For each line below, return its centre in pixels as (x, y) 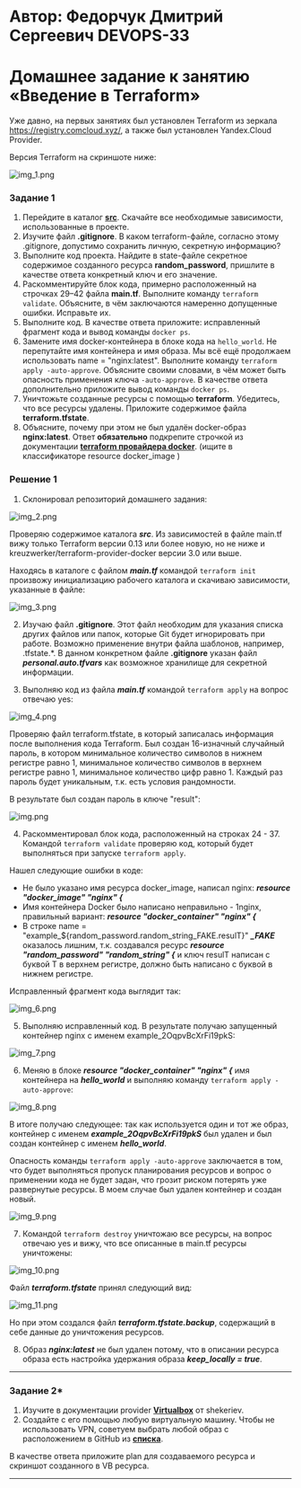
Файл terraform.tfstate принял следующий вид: (101, 1288)
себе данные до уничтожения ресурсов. (87, 1332)
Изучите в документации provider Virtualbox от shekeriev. (133, 1410)
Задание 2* (36, 1390)
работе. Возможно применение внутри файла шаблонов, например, (153, 643)
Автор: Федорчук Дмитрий (116, 17)
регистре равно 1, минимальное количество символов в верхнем (136, 762)
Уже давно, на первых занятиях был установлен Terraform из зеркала (143, 121)
